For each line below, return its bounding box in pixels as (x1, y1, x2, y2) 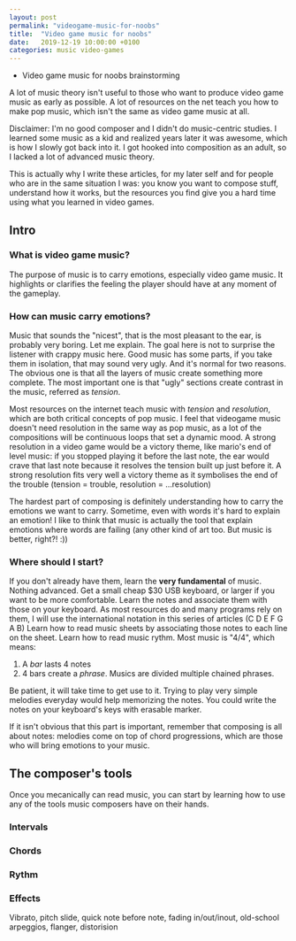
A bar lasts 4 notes (21, 659, 91, 669)
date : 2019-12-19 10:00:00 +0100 (9, 37, 140, 47)
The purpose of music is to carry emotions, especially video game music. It (9, 269, 284, 280)
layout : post (9, 12, 57, 22)
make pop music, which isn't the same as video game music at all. (9, 106, 250, 117)
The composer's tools (9, 766, 133, 781)
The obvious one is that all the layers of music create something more (9, 368, 263, 379)
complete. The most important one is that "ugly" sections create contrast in (9, 377, 284, 388)
